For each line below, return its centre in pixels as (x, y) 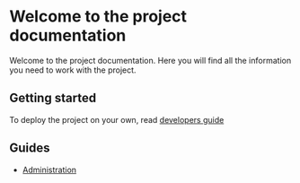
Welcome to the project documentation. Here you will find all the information (150, 60)
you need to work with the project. (73, 70)
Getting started (53, 98)
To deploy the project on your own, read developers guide (117, 119)
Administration (49, 170)
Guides (30, 148)
